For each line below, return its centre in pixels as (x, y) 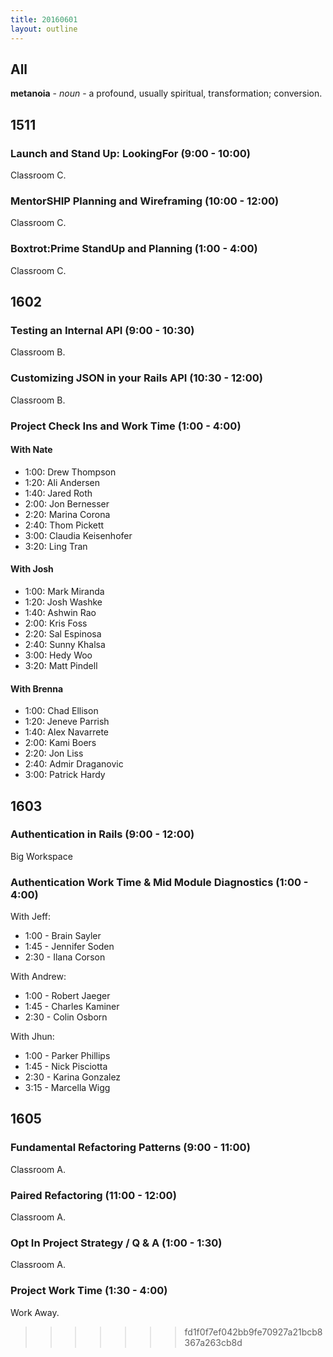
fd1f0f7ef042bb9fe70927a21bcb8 (253, 1332)
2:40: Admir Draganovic (74, 764)
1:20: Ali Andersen (62, 482)
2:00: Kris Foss (56, 623)
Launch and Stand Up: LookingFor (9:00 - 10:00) (130, 153)
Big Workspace (41, 856)
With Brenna (37, 688)
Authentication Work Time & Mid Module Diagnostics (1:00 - (159, 882)
